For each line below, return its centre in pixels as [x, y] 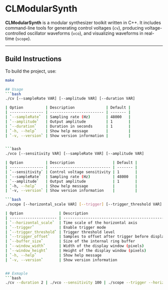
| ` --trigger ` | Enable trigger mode [56, 227]
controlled [16, 33]
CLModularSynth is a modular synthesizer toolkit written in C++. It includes [83, 23]
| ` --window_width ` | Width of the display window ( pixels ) [74, 246]
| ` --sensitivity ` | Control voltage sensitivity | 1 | [71, 172]
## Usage [14, 89]
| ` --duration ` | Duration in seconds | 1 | [68, 126]
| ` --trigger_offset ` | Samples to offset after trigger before [77, 237]
